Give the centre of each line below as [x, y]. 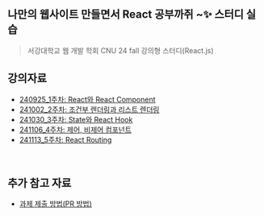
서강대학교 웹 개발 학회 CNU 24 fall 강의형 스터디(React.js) [121, 50]
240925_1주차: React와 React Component [87, 99]
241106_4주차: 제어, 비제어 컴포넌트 [75, 129]
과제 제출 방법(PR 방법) [55, 204]
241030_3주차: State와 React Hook [76, 119]
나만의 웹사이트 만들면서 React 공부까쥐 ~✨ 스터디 [126, 15]
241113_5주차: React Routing [65, 139]
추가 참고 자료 [40, 183]
